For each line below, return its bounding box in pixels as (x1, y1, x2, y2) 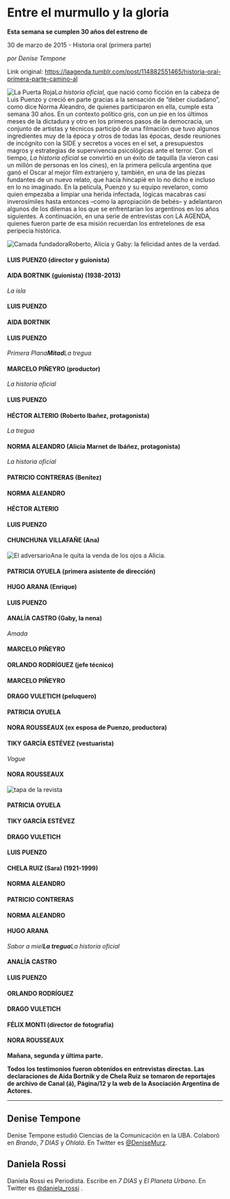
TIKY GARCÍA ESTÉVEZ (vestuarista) (7, 739, 114, 747)
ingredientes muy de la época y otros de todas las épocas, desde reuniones (7, 132, 221, 140)
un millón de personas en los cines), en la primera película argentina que (7, 161, 212, 169)
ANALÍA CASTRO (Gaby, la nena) (7, 614, 103, 622)
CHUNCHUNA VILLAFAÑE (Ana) (7, 536, 100, 544)
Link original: (7, 67, 43, 75)
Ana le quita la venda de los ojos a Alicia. (50, 551, 166, 559)
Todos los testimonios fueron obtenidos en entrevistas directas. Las (7, 1064, 205, 1073)
